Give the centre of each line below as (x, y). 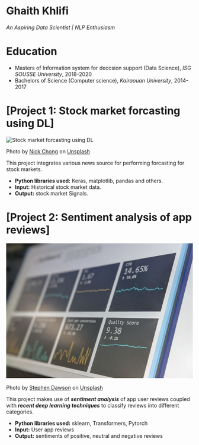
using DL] (30, 124)
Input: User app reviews (44, 430)
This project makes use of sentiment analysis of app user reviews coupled (98, 399)
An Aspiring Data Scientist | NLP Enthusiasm (61, 27)
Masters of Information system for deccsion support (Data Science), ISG (103, 68)
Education (32, 51)
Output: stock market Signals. (52, 193)
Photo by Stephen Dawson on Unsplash (54, 387)
